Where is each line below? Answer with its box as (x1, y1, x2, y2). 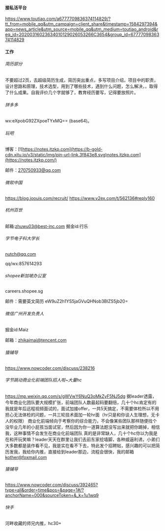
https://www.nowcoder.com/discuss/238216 (5, 365, 95, 371)
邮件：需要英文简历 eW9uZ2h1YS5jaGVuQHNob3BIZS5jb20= (5, 299, 128, 304)
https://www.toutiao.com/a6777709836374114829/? (5, 16, 111, 22)
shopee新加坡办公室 (5, 272, 46, 278)
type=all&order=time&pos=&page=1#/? (5, 487, 84, 493)
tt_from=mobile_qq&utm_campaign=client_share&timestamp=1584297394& (5, 21, 158, 27)
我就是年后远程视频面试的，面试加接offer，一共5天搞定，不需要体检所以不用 (5, 405, 160, 412)
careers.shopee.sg (5, 288, 43, 294)
